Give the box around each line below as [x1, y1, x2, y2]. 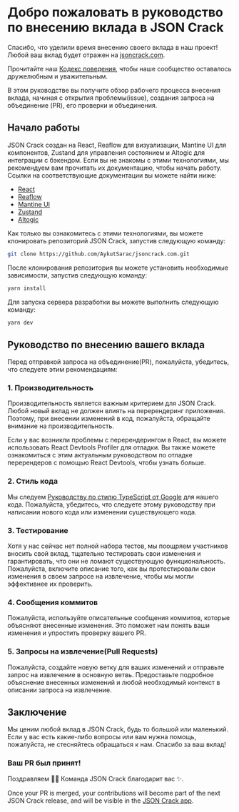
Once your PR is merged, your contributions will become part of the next [7, 788, 220, 797]
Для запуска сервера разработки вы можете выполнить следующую [7, 298, 219, 306]
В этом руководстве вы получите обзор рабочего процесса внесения [7, 86, 221, 94]
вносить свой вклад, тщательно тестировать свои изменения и [7, 549, 201, 558]
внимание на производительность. [7, 422, 114, 430]
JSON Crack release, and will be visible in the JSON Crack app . [7, 796, 194, 805]
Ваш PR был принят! [7, 758, 81, 768]
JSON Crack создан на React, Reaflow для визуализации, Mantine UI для [7, 141, 227, 149]
